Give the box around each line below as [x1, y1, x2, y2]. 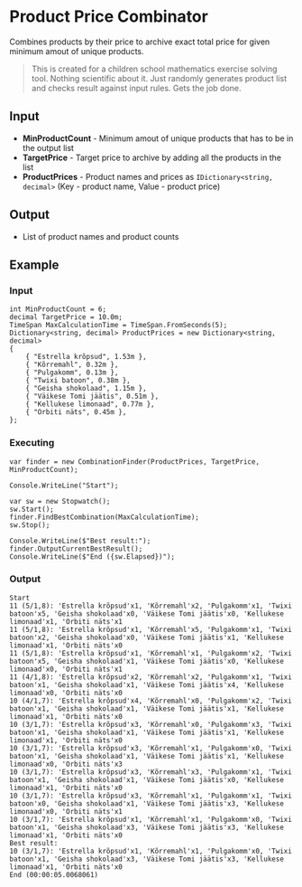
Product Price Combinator [9, 6, 209, 27]
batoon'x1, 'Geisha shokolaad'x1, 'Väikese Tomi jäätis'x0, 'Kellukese [9, 775, 284, 784]
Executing [9, 437, 55, 449]
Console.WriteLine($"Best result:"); [9, 536, 151, 545]
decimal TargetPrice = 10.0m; [9, 313, 124, 322]
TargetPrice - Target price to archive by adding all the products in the [22, 152, 282, 163]
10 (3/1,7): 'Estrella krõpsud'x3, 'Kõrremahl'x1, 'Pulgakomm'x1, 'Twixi [9, 791, 293, 800]
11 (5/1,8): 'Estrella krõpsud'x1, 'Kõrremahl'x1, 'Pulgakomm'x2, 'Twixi [9, 648, 293, 657]
